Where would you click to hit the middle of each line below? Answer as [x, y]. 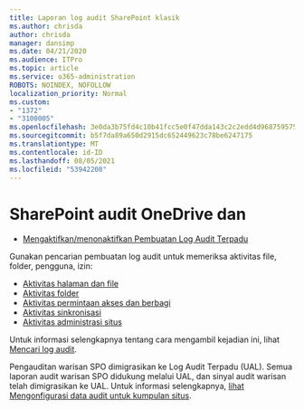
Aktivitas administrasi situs [72, 322]
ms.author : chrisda [46, 26]
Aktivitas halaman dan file [71, 284]
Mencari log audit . [43, 349]
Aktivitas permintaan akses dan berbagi [96, 303]
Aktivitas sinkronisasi [62, 312]
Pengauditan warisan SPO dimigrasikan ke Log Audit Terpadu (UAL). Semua [151, 367]
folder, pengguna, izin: [51, 266]
